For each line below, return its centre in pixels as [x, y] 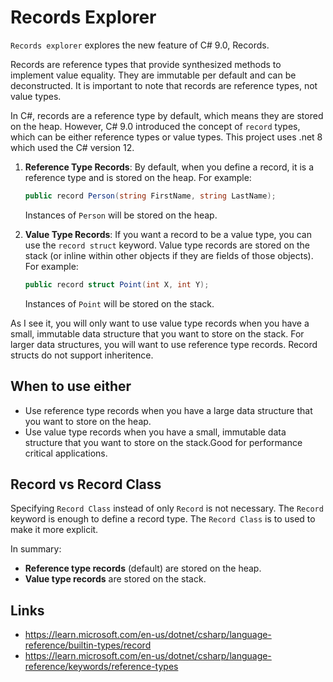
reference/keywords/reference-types [101, 667]
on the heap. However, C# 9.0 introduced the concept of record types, [155, 126]
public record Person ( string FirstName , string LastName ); [150, 196]
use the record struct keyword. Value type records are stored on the [167, 245]
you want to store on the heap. [88, 421]
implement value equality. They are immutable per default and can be [153, 75]
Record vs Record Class [86, 484]
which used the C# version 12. [72, 147]
